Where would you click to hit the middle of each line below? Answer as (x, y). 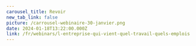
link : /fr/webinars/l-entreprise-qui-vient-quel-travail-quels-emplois (98, 34)
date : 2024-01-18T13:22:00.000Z (47, 28)
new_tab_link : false (32, 17)
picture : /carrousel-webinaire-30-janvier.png (66, 23)
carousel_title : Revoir (36, 12)
